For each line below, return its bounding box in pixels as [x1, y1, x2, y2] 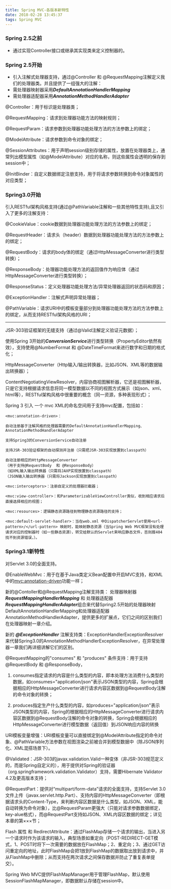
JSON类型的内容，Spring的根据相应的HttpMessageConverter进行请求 [12, 708, 159, 714]
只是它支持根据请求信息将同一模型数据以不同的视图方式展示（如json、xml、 [5, 385, 164, 391]
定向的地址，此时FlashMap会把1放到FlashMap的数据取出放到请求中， [14, 848, 160, 854]
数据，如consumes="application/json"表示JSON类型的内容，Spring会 [12, 678, 159, 684]
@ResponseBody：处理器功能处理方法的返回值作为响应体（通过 [5, 266, 139, 273]
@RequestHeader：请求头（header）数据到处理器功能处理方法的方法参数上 [5, 232, 164, 238]
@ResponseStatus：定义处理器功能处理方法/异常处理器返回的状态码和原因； [5, 284, 166, 290]
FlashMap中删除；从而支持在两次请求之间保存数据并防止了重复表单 [9, 854, 151, 860]
